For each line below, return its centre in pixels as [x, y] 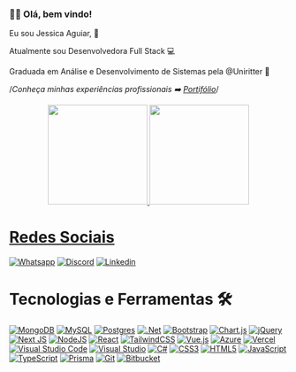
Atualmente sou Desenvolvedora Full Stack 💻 [92, 51]
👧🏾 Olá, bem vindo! [51, 14]
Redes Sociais [62, 237]
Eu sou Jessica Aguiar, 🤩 [54, 34]
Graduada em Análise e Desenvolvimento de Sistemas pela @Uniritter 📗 [140, 72]
